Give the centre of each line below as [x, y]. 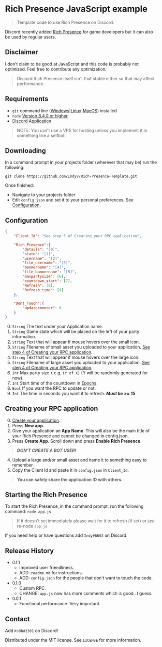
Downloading [25, 151]
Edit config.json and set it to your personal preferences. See [73, 200]
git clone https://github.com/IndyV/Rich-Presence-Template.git [71, 176]
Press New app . [28, 425]
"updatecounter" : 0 [42, 308]
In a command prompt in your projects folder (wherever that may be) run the [81, 162]
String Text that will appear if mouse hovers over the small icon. [76, 342]
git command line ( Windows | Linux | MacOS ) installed [64, 111]
